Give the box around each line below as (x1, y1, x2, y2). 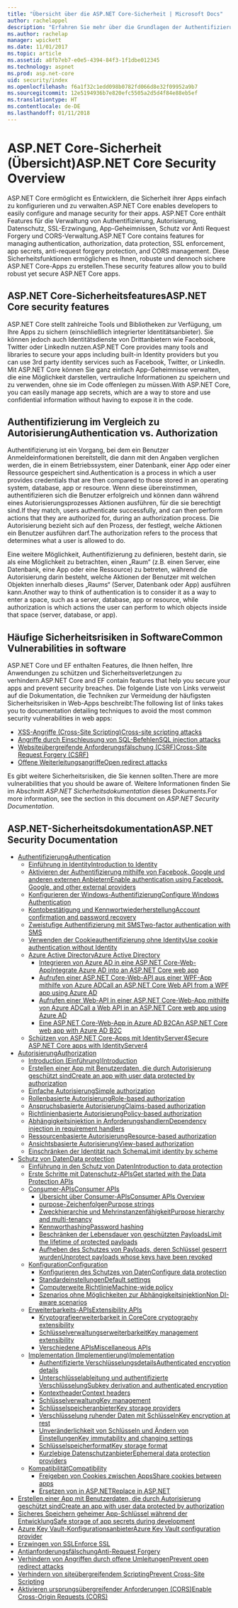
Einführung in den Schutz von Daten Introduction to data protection (28, 1162, 223, 1170)
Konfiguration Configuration (28, 1260, 108, 1268)
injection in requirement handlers (28, 1124, 125, 1133)
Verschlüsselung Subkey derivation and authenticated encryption (38, 1381, 228, 1389)
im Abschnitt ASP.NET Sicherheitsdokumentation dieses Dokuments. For (7, 787, 217, 796)
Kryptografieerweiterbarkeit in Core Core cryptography (38, 1312, 198, 1322)
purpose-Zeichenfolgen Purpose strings (38, 1199, 154, 1208)
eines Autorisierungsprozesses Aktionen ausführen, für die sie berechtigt (7, 499, 221, 507)
